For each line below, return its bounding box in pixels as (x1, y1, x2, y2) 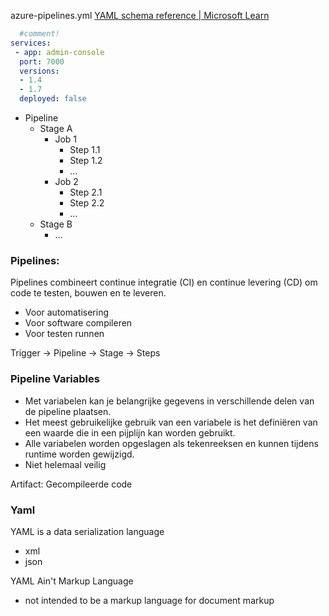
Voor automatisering (24, 306, 110, 319)
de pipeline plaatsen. (24, 405, 112, 417)
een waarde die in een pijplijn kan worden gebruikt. (24, 426, 236, 439)
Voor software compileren (24, 317, 133, 329)
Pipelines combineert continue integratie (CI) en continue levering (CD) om (10, 276, 318, 289)
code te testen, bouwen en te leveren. (10, 287, 167, 299)
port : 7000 (19, 56, 65, 67)
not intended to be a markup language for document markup (24, 594, 275, 606)
